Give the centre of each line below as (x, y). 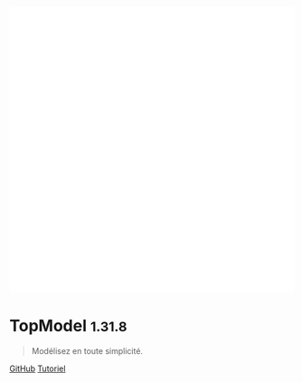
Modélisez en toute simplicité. (87, 350)
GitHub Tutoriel (38, 368)
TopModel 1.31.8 (68, 326)
